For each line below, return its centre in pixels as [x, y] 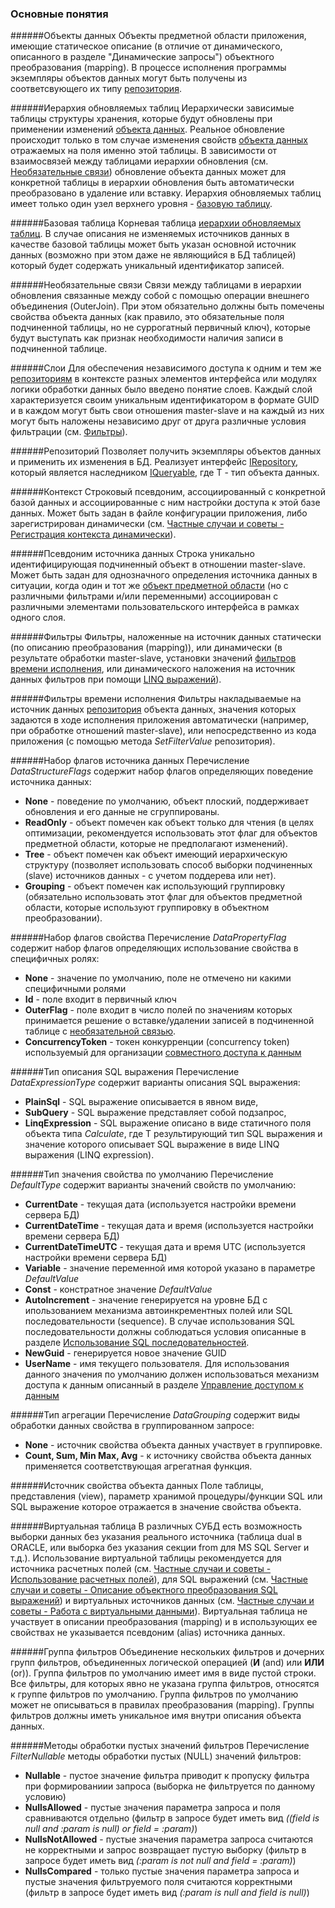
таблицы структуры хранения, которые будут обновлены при [141, 119]
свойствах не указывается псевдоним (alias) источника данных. [148, 1633]
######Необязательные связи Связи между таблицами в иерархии [156, 285]
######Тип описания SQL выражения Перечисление [125, 1072]
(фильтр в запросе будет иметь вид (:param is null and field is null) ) [167, 1893]
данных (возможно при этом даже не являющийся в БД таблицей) [153, 255]
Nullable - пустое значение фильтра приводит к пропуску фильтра [167, 1776]
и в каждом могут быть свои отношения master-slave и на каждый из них [167, 411]
